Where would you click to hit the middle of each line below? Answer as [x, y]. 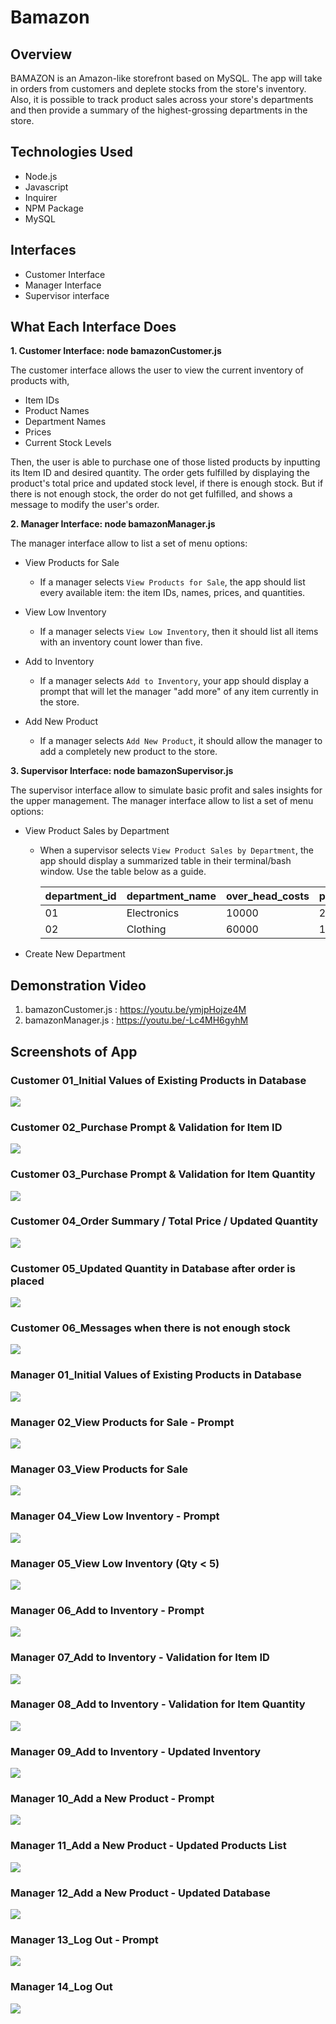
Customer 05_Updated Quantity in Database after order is [153, 1268]
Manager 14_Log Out [61, 1987]
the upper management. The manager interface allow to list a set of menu [162, 801]
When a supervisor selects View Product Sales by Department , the [176, 850]
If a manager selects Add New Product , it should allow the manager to [181, 741]
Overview [41, 54]
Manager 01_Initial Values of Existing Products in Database [156, 1375]
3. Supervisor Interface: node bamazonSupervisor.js [122, 771]
